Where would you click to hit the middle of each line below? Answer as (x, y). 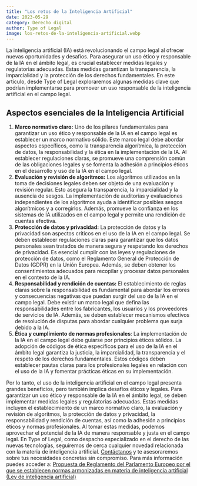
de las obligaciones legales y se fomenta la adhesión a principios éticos (101, 164)
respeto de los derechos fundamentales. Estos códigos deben (90, 359)
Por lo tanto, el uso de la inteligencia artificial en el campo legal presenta (94, 382)
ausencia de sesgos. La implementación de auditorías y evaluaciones (98, 196)
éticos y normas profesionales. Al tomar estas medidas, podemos (85, 426)
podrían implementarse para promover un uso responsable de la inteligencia (98, 88)
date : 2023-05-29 (27, 17)
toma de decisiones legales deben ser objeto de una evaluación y (94, 183)
